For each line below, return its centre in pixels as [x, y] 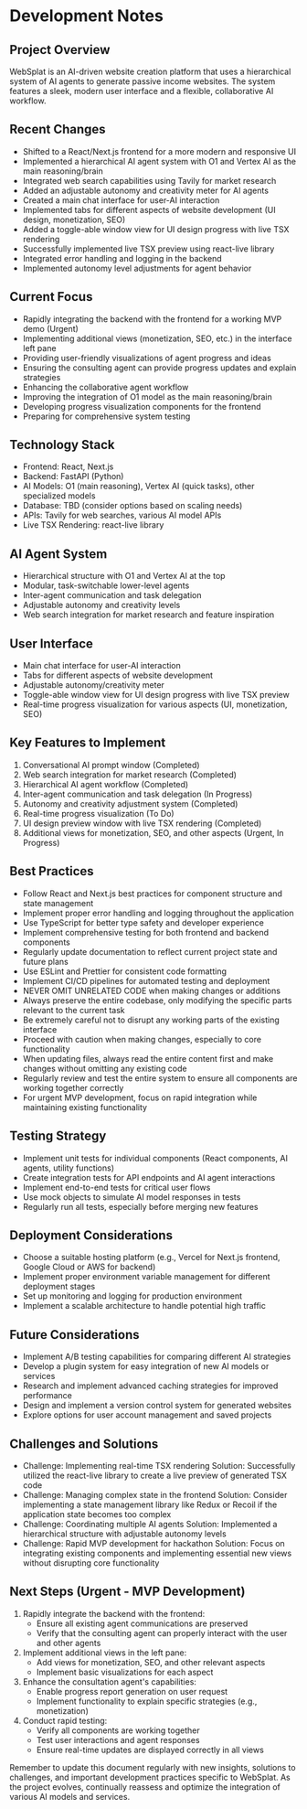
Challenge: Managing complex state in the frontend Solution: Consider [155, 1494]
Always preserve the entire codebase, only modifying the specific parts [157, 1000]
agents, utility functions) [69, 1168]
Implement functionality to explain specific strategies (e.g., [147, 1701]
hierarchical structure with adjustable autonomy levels [124, 1534]
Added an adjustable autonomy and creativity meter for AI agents [146, 190]
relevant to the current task [74, 1010]
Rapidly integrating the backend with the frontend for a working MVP [152, 319]
